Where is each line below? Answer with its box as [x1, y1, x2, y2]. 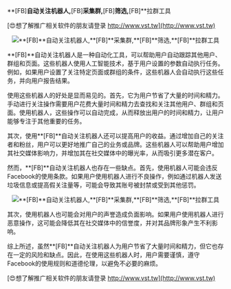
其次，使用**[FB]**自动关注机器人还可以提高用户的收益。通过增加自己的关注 [7, 132, 224, 140]
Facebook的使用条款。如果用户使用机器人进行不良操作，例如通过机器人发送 [7, 172, 222, 180]
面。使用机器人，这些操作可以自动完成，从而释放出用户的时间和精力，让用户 [7, 108, 224, 117]
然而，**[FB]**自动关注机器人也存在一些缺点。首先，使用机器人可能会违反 [7, 163, 218, 172]
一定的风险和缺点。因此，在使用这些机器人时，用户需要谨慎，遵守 [12, 251, 200, 259]
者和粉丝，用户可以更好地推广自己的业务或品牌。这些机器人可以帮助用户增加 [7, 141, 224, 148]
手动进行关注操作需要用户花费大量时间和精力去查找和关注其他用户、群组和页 [7, 100, 224, 108]
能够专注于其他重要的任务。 [7, 117, 86, 125]
